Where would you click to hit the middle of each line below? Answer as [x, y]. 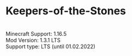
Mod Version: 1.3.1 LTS [33, 40]
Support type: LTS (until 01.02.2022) [50, 46]
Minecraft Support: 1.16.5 [36, 33]
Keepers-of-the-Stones [66, 11]
